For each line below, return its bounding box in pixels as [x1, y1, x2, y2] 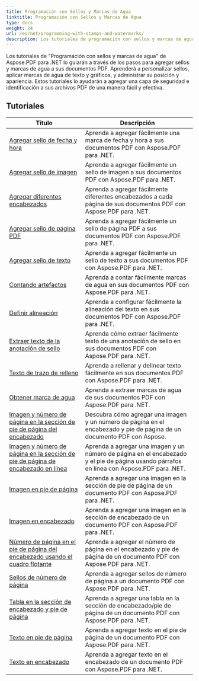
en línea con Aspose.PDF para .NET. [85, 464, 185, 472]
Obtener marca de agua [9, 393, 75, 401]
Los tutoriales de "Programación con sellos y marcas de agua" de [6, 53, 166, 59]
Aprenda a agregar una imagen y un [85, 442, 185, 450]
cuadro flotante [9, 559, 52, 568]
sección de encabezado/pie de [85, 601, 172, 609]
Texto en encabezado [9, 657, 70, 666]
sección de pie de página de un [85, 481, 173, 490]
